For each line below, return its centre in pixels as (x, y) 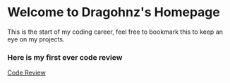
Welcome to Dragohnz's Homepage (114, 12)
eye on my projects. (36, 39)
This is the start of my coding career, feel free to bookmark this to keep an (115, 32)
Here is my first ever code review (65, 57)
